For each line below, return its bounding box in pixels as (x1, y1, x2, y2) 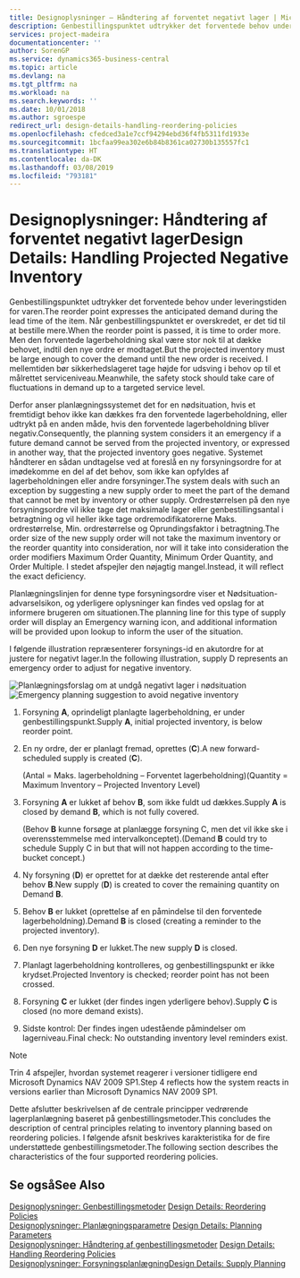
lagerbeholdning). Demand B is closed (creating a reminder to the (21, 915, 262, 927)
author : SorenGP (9, 47, 70, 56)
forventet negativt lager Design (9, 229, 244, 249)
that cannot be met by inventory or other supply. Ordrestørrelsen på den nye (9, 494, 290, 506)
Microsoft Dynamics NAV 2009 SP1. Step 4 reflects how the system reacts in (9, 1076, 289, 1088)
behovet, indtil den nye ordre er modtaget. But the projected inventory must (9, 344, 286, 355)
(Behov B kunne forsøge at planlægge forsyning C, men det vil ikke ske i (21, 824, 288, 835)
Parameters (9, 1230, 52, 1240)
